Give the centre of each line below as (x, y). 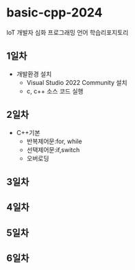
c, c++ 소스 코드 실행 (55, 91)
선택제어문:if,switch (53, 149)
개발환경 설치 (34, 74)
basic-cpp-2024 (54, 13)
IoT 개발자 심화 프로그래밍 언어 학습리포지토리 (67, 32)
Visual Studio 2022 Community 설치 (77, 82)
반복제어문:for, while (54, 141)
